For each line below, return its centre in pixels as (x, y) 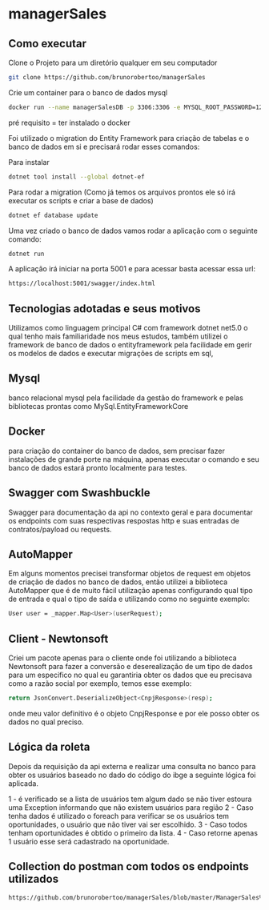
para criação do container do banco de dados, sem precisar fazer (117, 451)
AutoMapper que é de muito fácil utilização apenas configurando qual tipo (131, 591)
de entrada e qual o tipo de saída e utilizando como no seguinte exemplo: (129, 599)
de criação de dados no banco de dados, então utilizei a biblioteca (118, 582)
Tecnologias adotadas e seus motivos (104, 309)
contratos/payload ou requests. (60, 529)
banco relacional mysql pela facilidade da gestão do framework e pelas (126, 398)
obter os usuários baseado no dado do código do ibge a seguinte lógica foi (132, 775)
